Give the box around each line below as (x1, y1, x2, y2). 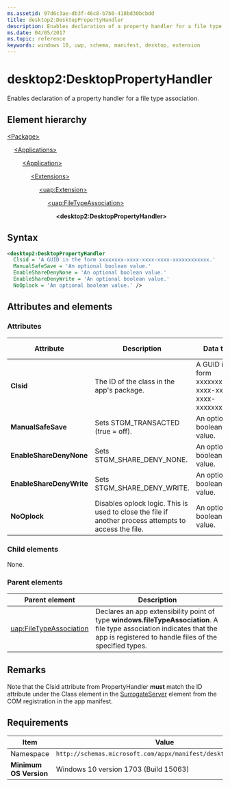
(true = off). (94, 426, 132, 436)
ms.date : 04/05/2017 (7, 29, 66, 36)
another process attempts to (94, 515, 186, 525)
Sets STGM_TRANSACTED (94, 418, 180, 427)
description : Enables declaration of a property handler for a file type (7, 23, 222, 30)
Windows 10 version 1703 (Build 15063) (55, 764, 190, 774)
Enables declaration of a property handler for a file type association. (7, 94, 200, 102)
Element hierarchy (7, 114, 87, 126)
